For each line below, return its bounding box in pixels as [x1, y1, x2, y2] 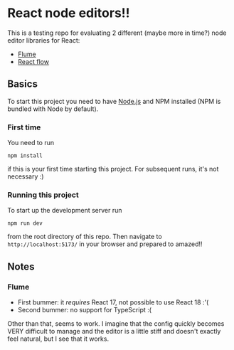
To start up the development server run [7, 206, 122, 215]
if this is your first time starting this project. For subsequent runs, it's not [7, 165, 219, 174]
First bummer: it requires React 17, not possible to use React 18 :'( [17, 298, 209, 307]
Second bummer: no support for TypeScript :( [17, 306, 151, 314]
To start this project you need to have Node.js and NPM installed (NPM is [7, 97, 221, 105]
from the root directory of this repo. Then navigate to [7, 233, 162, 241]
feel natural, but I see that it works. [7, 334, 109, 343]
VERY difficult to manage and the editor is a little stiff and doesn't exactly [7, 327, 221, 336]
